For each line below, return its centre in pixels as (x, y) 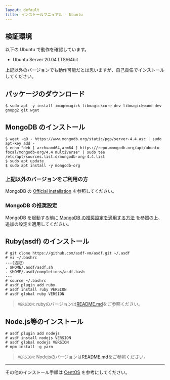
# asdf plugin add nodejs (32, 334)
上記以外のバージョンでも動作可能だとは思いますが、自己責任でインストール (85, 70)
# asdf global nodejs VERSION (37, 343)
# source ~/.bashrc (26, 281)
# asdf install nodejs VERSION (38, 338)
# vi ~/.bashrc (21, 258)
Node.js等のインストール (44, 322)
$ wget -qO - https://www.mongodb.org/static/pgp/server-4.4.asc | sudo (83, 139)
